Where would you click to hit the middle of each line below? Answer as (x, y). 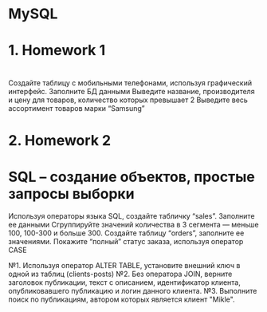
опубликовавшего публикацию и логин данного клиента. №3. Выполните (133, 290)
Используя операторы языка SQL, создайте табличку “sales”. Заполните (132, 215)
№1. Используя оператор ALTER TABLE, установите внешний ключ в (124, 265)
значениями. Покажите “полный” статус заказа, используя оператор (126, 241)
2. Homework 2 (60, 140)
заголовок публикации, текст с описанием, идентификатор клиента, (124, 282)
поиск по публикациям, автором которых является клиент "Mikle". (122, 299)
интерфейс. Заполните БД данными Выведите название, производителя (132, 91)
